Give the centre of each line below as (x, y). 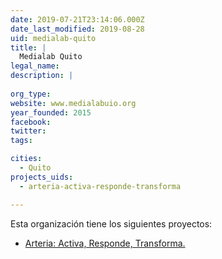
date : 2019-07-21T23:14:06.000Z (77, 19)
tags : (21, 141)
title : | (28, 47)
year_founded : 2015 (51, 112)
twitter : (28, 131)
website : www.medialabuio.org (73, 103)
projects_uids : (42, 177)
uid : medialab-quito (53, 38)
